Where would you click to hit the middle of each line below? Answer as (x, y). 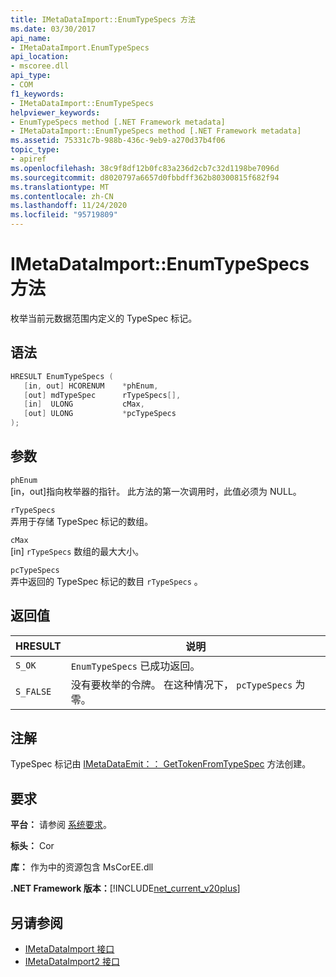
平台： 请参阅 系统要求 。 (61, 825)
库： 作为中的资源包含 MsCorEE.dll (82, 867)
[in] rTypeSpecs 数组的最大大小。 (77, 551)
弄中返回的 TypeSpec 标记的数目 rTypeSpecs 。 (106, 581)
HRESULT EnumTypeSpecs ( (62, 376)
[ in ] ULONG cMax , (84, 404)
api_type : (31, 76)
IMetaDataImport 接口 (69, 949)
